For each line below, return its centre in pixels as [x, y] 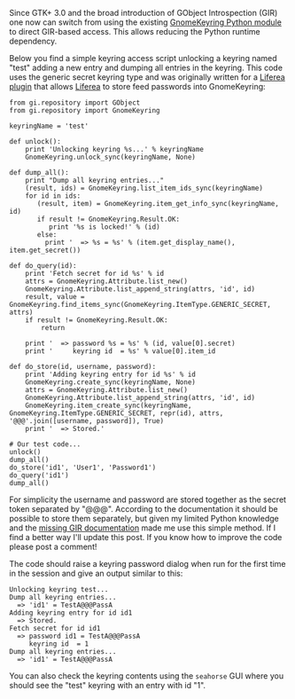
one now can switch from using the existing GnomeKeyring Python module [145, 22]
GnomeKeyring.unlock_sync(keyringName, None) [111, 157]
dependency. [33, 41]
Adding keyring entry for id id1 [71, 613]
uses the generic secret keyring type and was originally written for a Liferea [147, 77]
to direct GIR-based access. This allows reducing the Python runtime [135, 31]
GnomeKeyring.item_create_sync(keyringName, [109, 405]
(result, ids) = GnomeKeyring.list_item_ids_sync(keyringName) [144, 188]
